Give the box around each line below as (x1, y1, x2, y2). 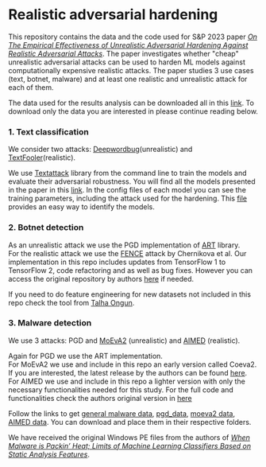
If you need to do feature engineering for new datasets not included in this (8, 289, 252, 299)
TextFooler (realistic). (8, 153, 76, 162)
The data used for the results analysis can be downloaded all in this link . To (8, 98, 254, 107)
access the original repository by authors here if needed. (8, 274, 195, 283)
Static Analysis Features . (8, 449, 90, 459)
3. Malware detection (8, 317, 92, 329)
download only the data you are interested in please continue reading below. (8, 106, 258, 116)
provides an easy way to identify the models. (8, 202, 155, 212)
